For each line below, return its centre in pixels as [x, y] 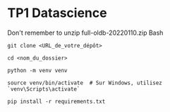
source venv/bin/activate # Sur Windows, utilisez [85, 83]
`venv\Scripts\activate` [44, 89]
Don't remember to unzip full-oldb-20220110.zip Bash [85, 33]
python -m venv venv [38, 70]
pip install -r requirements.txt [56, 101]
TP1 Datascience [57, 13]
